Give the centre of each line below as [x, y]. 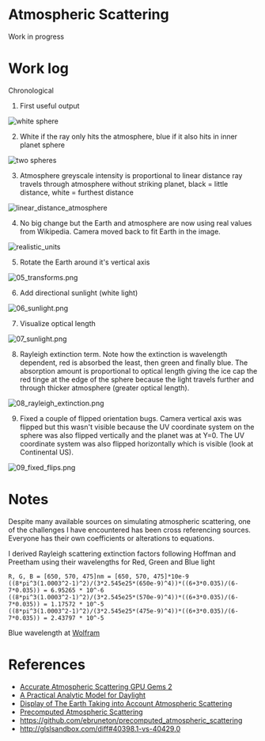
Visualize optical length [58, 323]
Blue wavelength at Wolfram [54, 633]
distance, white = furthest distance [77, 192]
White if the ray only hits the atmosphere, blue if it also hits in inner [129, 136]
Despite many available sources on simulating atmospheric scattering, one [129, 521]
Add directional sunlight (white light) [79, 293]
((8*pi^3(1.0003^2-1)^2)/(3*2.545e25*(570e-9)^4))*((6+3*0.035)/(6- [123, 597]
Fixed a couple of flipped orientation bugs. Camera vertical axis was [131, 418]
